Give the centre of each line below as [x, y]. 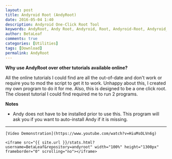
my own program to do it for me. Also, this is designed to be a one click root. [86, 88]
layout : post [19, 10]
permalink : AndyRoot [27, 53]
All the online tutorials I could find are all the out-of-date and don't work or [84, 77]
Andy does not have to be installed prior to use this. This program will [86, 114]
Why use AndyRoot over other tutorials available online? [67, 68]
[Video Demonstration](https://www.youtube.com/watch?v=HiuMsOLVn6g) [81, 133]
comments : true [21, 39]
